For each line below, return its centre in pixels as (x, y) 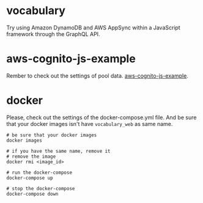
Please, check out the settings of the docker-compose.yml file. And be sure (102, 117)
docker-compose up (30, 178)
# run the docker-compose (39, 172)
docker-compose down (33, 194)
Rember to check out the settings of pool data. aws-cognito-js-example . (97, 76)
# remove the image (31, 157)
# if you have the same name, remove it (59, 151)
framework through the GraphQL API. (53, 34)
